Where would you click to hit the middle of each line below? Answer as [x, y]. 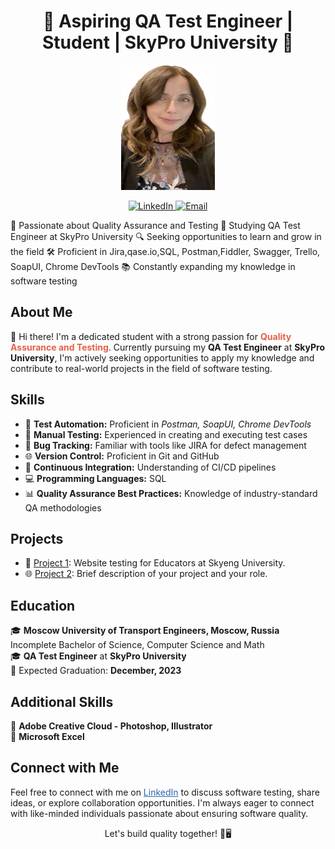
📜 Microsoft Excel [47, 736]
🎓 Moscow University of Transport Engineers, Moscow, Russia [145, 631]
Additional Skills [62, 701]
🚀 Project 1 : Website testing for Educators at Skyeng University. [155, 563]
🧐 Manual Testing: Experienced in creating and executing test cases [166, 434]
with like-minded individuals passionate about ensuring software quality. [159, 813]
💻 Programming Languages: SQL [95, 478]
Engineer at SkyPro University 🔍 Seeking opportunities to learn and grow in [166, 236]
